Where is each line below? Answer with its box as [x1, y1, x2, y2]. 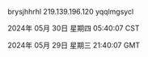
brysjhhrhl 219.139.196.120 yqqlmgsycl [7, 7, 134, 16]
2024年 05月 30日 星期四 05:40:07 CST [7, 23, 140, 33]
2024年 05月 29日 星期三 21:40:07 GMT [7, 40, 141, 50]
